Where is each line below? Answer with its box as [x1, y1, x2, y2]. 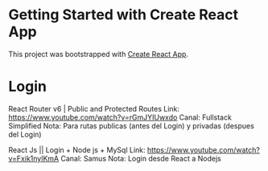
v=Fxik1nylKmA [8, 153, 59, 163]
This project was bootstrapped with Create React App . [8, 49, 189, 59]
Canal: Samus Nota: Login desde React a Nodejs [60, 153, 221, 163]
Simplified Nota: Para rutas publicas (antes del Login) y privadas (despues [8, 120, 255, 130]
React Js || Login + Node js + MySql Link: [8, 145, 146, 154]
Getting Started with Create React [8, 6, 239, 24]
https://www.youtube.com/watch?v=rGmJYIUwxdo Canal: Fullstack [8, 112, 232, 122]
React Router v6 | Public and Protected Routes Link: [8, 104, 179, 113]
